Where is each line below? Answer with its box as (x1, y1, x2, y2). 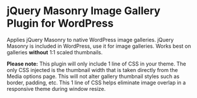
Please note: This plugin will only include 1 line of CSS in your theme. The (7, 60, 186, 67)
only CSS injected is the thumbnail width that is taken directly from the (7, 66, 178, 73)
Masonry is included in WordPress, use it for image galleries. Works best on (7, 43, 191, 50)
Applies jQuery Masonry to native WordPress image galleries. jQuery (7, 36, 174, 43)
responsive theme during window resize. (7, 85, 106, 92)
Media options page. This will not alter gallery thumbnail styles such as (7, 73, 180, 80)
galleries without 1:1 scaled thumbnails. (7, 48, 103, 55)
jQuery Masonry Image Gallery (7, 4, 161, 18)
